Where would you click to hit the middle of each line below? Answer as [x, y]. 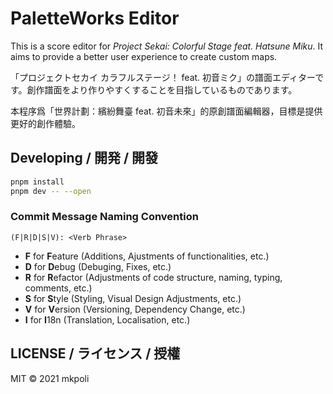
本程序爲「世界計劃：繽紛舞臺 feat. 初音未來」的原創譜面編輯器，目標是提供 [166, 111]
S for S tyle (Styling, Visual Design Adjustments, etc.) [133, 298]
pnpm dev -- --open [51, 191]
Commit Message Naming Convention [104, 217]
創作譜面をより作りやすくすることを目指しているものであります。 [162, 89]
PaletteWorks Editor [95, 18]
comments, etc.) [58, 288]
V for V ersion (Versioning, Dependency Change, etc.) [135, 309]
